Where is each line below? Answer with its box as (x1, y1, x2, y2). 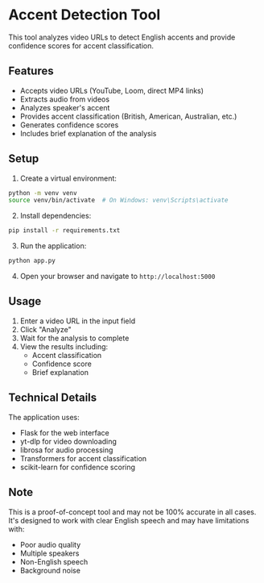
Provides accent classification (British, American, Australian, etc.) (19, 111, 237, 121)
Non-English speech (19, 556, 89, 566)
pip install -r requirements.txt (8, 227, 121, 235)
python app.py (8, 256, 56, 265)
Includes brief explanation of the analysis (19, 128, 157, 138)
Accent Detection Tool (8, 6, 161, 24)
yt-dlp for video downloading (19, 436, 117, 446)
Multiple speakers (19, 548, 80, 558)
